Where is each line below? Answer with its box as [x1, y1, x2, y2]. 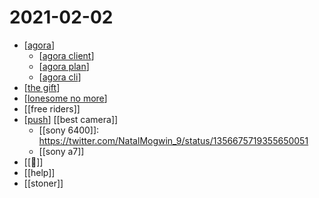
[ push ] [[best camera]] [23, 113, 119, 125]
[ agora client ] [38, 49, 95, 61]
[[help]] [23, 166, 56, 178]
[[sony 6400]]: [38, 124, 100, 136]
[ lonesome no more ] [23, 92, 108, 104]
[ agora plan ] [38, 60, 90, 72]
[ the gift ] [23, 81, 61, 93]
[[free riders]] [23, 102, 81, 115]
